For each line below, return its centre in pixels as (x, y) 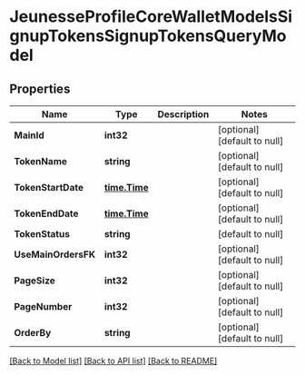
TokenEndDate (46, 213)
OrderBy (33, 333)
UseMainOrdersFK (55, 254)
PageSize (35, 281)
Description (183, 114)
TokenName (41, 161)
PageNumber (43, 306)
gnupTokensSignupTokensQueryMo (148, 36)
